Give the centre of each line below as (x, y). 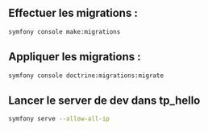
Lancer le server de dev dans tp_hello (104, 100)
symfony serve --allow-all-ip (59, 119)
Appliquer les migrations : (75, 57)
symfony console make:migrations (64, 31)
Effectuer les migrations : (73, 13)
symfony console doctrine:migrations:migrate (86, 76)
